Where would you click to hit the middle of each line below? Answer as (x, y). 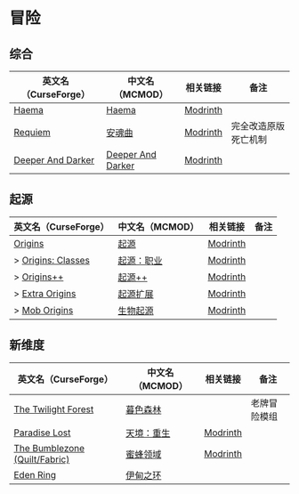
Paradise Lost (42, 433)
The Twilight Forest (54, 409)
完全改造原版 (258, 126)
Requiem (32, 132)
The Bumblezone (49, 448)
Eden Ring (35, 474)
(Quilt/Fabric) (42, 459)
